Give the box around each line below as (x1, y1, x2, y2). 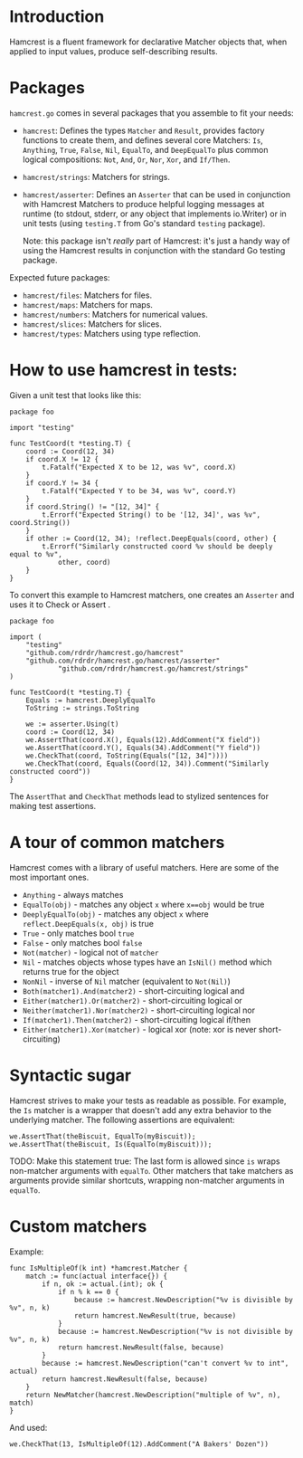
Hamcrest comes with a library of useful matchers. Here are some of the (9, 862, 279, 872)
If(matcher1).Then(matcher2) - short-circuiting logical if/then (22, 1014, 251, 1024)
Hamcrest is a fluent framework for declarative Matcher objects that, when (9, 36, 288, 47)
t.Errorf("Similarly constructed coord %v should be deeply (42, 541, 273, 551)
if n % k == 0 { (57, 1287, 119, 1296)
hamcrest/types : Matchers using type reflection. (22, 328, 201, 338)
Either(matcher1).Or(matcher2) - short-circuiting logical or (22, 995, 242, 1005)
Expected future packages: (9, 272, 110, 282)
